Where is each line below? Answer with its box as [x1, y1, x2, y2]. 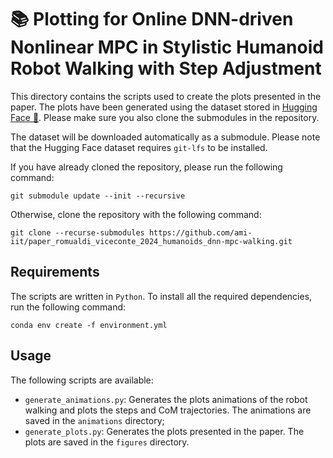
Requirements [10, 264, 100, 281]
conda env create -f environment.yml [10, 320, 168, 330]
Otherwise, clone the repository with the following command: [10, 208, 262, 220]
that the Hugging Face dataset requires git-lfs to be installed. [10, 141, 268, 153]
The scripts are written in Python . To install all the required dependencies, [10, 290, 313, 302]
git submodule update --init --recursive [10, 191, 186, 201]
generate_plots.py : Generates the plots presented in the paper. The [24, 425, 305, 437]
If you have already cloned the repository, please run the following [10, 161, 283, 173]
